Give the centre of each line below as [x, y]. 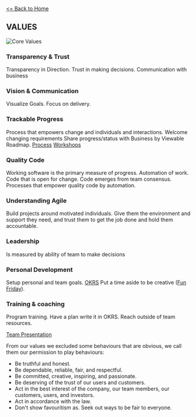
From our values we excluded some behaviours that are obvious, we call [94, 346]
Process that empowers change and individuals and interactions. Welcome [97, 132]
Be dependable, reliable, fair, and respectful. [68, 370]
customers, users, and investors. [54, 395]
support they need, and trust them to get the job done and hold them [89, 220]
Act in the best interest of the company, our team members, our [92, 389]
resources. [19, 323]
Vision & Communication [42, 91]
